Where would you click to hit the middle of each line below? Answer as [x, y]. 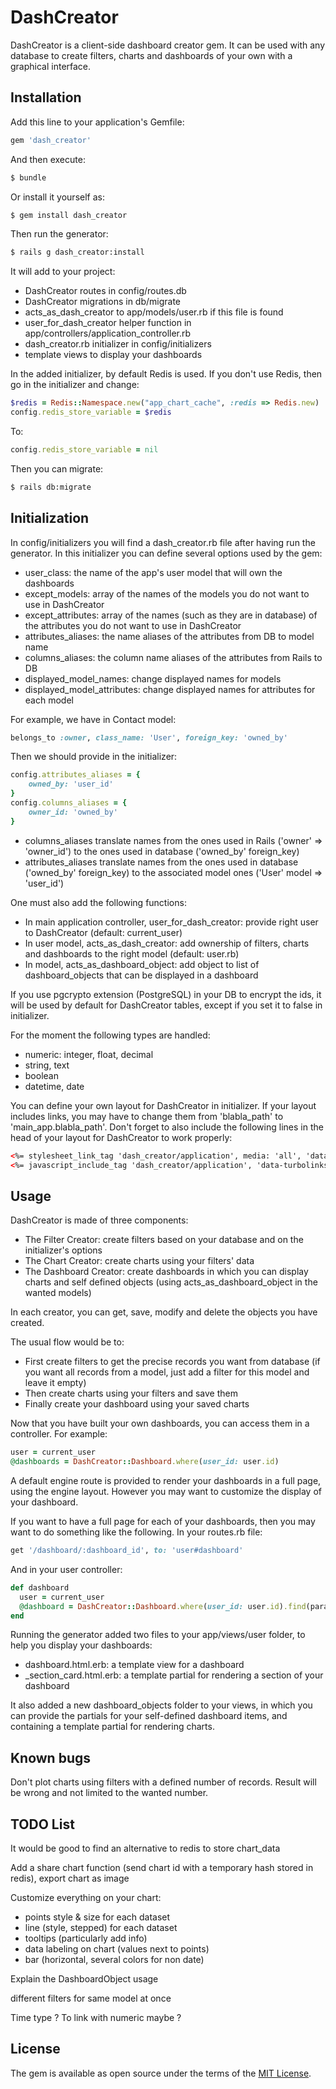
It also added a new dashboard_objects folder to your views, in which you [161, 1705]
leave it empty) [55, 1383]
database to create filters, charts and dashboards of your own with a [151, 55]
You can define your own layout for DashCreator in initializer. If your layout [163, 1105]
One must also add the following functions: [98, 902]
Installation [46, 97]
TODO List [42, 1824]
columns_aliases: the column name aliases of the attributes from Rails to [173, 657]
